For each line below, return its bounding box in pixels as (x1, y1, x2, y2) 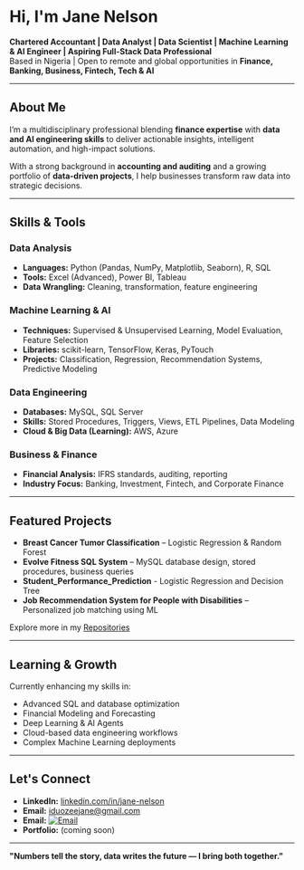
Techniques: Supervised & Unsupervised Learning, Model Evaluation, (22, 324, 283, 336)
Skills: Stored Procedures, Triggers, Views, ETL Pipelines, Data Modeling (22, 416, 295, 427)
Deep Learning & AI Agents (22, 717, 124, 728)
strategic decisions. (9, 179, 83, 191)
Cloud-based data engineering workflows (22, 727, 178, 738)
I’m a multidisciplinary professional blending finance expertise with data (9, 124, 280, 135)
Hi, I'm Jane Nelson (9, 6, 158, 27)
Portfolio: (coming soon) (22, 824, 115, 835)
